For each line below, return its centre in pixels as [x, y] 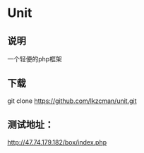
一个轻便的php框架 [35, 59]
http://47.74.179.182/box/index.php [57, 142]
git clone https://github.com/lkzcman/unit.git [72, 101]
